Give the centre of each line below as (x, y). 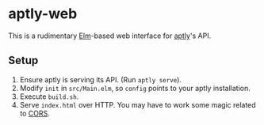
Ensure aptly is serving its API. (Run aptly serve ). (101, 79)
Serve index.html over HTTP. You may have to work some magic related (138, 104)
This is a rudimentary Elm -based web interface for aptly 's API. (110, 36)
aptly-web (43, 14)
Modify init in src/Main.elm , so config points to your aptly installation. (135, 88)
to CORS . (34, 113)
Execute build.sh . (49, 97)
